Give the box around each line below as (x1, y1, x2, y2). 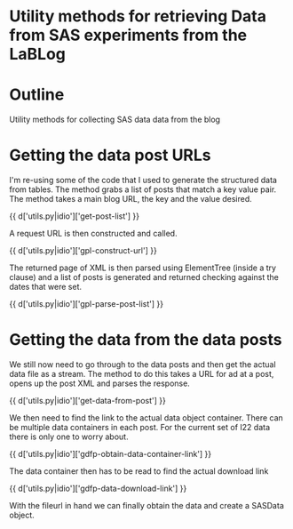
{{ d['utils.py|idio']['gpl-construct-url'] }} (9, 245, 157, 256)
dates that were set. (9, 282, 83, 293)
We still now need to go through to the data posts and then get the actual (9, 359, 277, 370)
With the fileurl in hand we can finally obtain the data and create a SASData (9, 501, 284, 510)
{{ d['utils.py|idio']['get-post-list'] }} (9, 211, 140, 221)
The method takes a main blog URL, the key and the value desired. (9, 194, 253, 204)
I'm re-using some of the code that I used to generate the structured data (9, 175, 278, 186)
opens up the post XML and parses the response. (9, 378, 191, 389)
